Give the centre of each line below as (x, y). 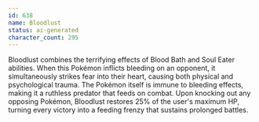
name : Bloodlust (35, 23)
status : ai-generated (44, 30)
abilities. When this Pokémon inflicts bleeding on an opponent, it (112, 68)
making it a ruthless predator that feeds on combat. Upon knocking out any (129, 93)
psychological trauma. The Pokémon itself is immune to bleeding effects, (126, 85)
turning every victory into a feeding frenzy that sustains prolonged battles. (128, 110)
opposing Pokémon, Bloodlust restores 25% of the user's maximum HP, (124, 102)
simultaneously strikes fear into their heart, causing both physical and (121, 76)
